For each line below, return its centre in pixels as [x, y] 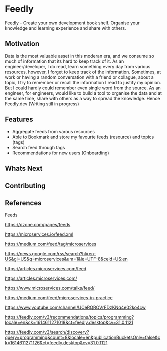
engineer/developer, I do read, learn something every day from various [78, 66]
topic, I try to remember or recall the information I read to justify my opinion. [83, 82]
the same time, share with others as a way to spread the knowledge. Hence [83, 98]
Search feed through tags [39, 147]
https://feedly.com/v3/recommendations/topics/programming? [70, 317]
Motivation [22, 44]
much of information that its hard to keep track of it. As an [65, 61]
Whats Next [24, 168]
